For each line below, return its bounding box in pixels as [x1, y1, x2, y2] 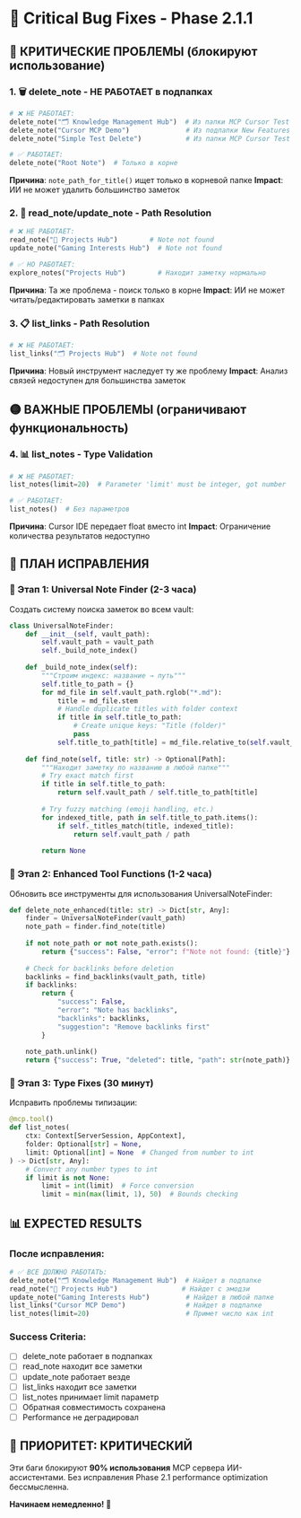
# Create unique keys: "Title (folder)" [73, 722, 227, 731]
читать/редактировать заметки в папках [9, 294, 165, 304]
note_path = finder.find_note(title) [25, 922, 167, 932]
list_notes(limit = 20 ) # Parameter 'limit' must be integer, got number [9, 480, 287, 489]
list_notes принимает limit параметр [21, 1391, 159, 1402]
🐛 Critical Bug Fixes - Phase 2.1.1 [9, 8, 254, 29]
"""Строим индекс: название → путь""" [41, 671, 186, 680]
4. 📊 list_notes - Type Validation [9, 448, 154, 461]
